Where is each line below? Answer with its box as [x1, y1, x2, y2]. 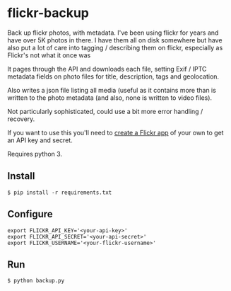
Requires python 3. [7, 149, 62, 158]
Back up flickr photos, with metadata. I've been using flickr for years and [7, 28, 219, 37]
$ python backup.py [7, 278, 65, 285]
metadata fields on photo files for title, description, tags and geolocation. [7, 72, 220, 81]
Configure [7, 208, 53, 220]
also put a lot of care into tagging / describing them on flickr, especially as [7, 43, 223, 52]
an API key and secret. [7, 136, 73, 144]
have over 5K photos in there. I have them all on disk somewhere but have [7, 35, 223, 44]
